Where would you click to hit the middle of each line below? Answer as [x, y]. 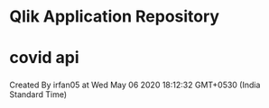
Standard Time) [38, 94]
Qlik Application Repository [114, 17]
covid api [44, 58]
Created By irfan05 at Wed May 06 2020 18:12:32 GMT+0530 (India [135, 85]
